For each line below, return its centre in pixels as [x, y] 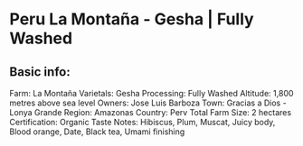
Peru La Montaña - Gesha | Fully [132, 19]
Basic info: [40, 72]
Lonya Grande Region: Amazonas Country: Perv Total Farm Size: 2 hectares [151, 112]
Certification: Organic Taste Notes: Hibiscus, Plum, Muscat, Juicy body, [142, 122]
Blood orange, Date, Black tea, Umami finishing [97, 132]
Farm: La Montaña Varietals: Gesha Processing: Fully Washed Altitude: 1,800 [151, 93]
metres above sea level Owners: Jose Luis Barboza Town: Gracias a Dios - [148, 103]
